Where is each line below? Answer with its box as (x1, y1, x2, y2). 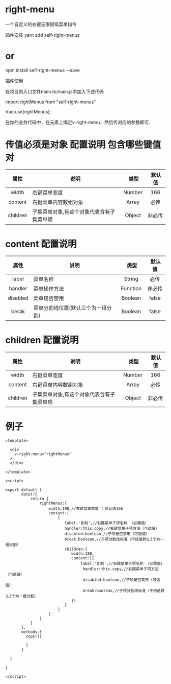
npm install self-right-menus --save (5, 67, 80, 73)
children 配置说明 (5, 334, 79, 346)
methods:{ (21, 629, 42, 634)
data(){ (21, 491, 38, 497)
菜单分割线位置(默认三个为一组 (33, 304, 107, 311)
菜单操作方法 (33, 285, 64, 292)
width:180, (71, 551, 95, 556)
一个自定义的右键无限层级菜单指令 (5, 21, 77, 27)
